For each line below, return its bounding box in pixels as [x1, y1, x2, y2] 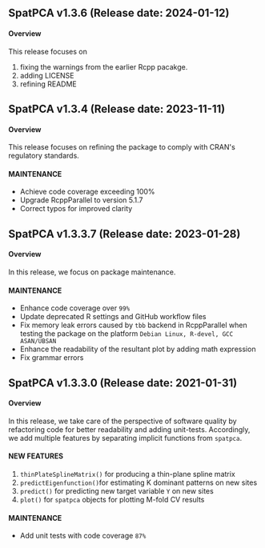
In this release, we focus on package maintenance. [8, 267, 176, 277]
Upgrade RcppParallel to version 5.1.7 [19, 195, 143, 205]
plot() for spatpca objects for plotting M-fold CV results [19, 494, 205, 504]
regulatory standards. [8, 151, 80, 161]
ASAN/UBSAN [19, 338, 57, 346]
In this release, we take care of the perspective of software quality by [8, 416, 238, 426]
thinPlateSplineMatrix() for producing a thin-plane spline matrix [19, 469, 236, 478]
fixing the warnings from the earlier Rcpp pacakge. [19, 62, 188, 71]
